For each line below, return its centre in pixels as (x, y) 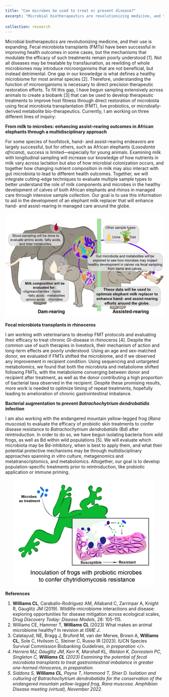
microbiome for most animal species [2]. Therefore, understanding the (78, 79)
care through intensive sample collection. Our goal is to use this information (83, 195)
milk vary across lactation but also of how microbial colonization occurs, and (84, 163)
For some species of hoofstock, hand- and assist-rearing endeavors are (80, 142)
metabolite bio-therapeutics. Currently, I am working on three (86, 112)
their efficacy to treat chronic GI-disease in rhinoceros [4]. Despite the (78, 340)
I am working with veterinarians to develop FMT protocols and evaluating (81, 334)
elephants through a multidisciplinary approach (56, 132)
